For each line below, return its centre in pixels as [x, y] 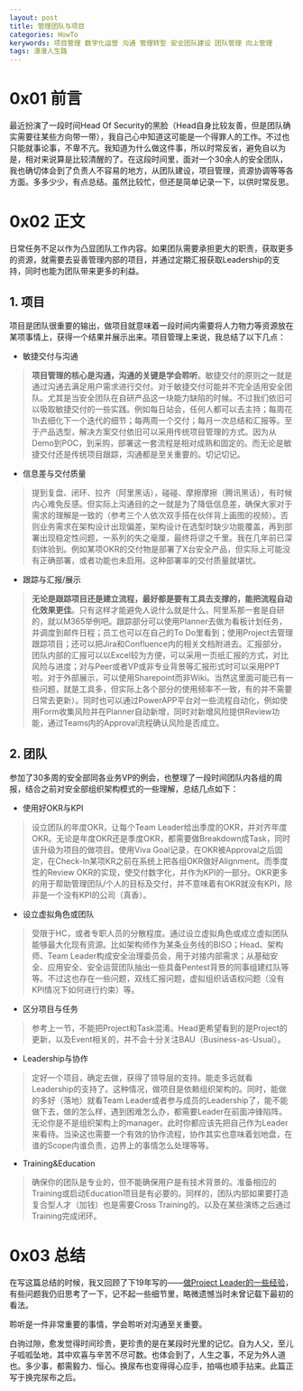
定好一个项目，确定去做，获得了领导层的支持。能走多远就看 [142, 1077]
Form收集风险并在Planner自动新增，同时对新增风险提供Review [156, 711]
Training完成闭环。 [66, 1216]
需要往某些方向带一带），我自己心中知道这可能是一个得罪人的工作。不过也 [153, 137]
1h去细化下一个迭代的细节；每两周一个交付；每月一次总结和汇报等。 [158, 420]
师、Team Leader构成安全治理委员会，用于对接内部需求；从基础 [151, 955]
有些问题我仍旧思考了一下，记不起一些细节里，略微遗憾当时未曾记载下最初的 [151, 1294]
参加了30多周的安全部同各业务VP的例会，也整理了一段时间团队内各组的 [142, 777]
